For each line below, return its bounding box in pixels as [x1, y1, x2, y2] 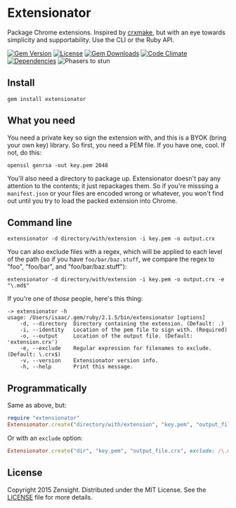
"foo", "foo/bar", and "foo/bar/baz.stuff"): [7, 262, 127, 271]
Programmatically [7, 382, 88, 394]
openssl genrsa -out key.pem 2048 [7, 161, 109, 169]
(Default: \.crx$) [7, 351, 61, 359]
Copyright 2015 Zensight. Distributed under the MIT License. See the [7, 486, 206, 494]
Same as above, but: [7, 401, 67, 410]
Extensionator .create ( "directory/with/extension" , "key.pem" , [7, 421, 193, 429]
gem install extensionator [7, 95, 86, 102]
